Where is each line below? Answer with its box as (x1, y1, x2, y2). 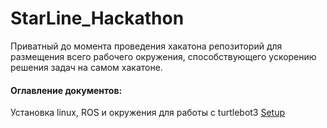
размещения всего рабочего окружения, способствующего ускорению (10, 50, 317, 62)
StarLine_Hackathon (10, 7, 185, 30)
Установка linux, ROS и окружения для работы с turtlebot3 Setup (10, 107, 286, 119)
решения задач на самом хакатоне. (10, 61, 163, 73)
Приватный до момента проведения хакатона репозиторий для (10, 40, 283, 52)
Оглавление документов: (10, 84, 123, 96)
